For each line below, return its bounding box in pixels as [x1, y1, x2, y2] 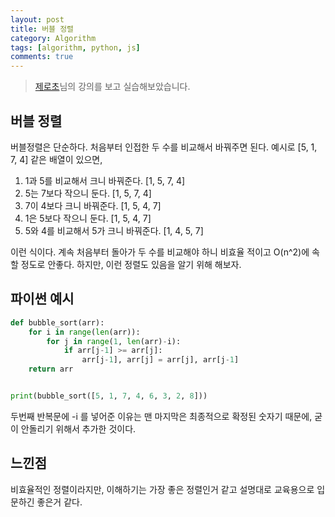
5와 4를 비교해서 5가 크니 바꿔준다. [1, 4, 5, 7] [24, 224, 204, 236]
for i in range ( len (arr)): [28, 327, 141, 337]
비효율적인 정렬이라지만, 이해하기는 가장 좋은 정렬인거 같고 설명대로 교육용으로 [10, 483, 315, 495]
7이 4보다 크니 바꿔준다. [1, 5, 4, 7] [24, 199, 162, 211]
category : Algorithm [10, 33, 97, 43]
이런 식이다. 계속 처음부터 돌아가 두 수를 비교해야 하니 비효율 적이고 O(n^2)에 [10, 246, 310, 258]
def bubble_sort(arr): [10, 317, 105, 328]
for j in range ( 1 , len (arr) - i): [46, 336, 182, 346]
